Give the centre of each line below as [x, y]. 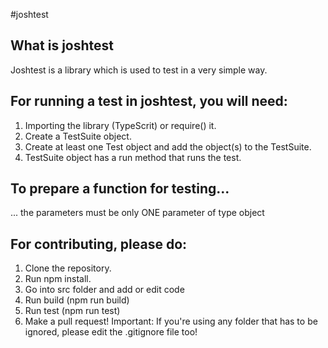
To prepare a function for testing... [120, 189]
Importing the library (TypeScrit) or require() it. [120, 125]
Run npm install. [58, 279]
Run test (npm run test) [72, 311]
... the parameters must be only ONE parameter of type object [137, 213]
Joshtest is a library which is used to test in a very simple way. [139, 70]
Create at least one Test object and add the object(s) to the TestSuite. [168, 146]
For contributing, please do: [99, 244]
